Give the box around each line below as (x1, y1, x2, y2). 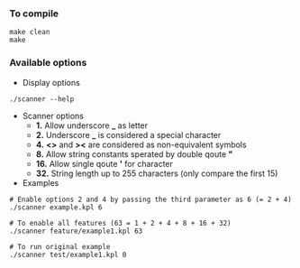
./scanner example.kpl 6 (9, 202, 103, 212)
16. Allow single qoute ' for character (35, 158, 174, 169)
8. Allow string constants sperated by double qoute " (35, 148, 233, 160)
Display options (22, 77, 81, 88)
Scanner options (22, 110, 84, 121)
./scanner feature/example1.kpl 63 (9, 226, 143, 236)
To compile (9, 7, 59, 20)
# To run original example (9, 242, 111, 251)
